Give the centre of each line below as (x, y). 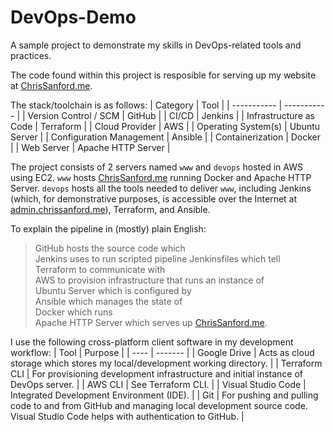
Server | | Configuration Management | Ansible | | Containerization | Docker (166, 137)
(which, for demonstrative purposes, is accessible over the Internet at (154, 198)
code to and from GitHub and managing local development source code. (159, 405)
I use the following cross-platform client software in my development (152, 342)
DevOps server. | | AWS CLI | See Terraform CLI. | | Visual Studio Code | (158, 384)
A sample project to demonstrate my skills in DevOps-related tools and (156, 45)
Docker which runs (73, 312)
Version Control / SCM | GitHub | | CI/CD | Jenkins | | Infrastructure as (171, 115)
